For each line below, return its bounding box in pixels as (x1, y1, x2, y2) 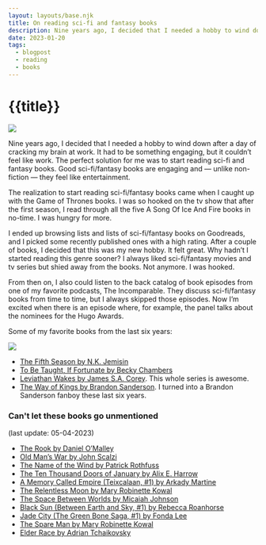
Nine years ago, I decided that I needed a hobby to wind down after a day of (8, 138, 257, 148)
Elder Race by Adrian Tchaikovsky (19, 528, 131, 537)
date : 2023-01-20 (8, 33, 66, 42)
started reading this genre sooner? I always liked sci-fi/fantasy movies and (8, 253, 252, 263)
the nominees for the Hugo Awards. (8, 311, 124, 320)
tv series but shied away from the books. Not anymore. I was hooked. (8, 262, 235, 271)
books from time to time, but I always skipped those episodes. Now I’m (8, 294, 239, 304)
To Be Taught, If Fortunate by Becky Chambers (19, 365, 173, 374)
